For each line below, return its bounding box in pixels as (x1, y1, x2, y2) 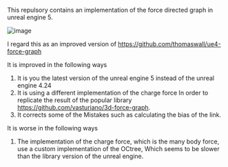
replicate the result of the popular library (17, 96, 132, 104)
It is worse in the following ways (7, 124, 99, 132)
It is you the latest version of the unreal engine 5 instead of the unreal (17, 74, 215, 82)
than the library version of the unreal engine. (17, 152, 144, 160)
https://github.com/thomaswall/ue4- (118, 40, 222, 48)
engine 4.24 (17, 81, 52, 89)
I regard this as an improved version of (7, 40, 117, 48)
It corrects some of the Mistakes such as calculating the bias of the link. (17, 110, 222, 119)
